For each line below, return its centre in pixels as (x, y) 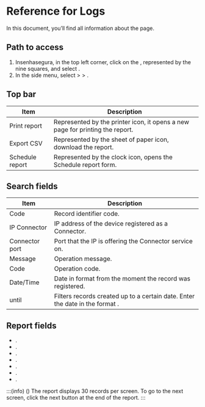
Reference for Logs (56, 11)
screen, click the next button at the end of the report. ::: (76, 398)
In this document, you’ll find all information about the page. (80, 28)
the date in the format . (87, 304)
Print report (26, 125)
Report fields (31, 325)
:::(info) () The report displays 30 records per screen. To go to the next (95, 391)
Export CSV (26, 143)
